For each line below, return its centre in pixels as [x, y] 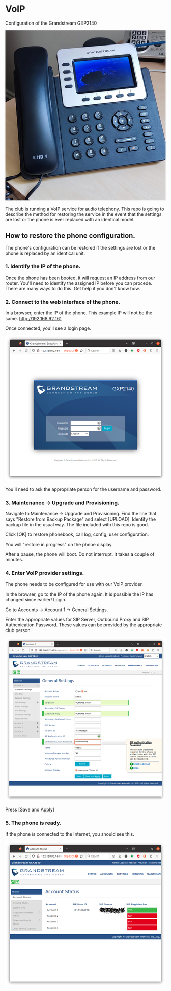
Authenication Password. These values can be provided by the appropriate [84, 625]
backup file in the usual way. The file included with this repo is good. [77, 525]
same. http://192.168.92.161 [34, 318]
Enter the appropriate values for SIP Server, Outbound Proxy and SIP [77, 619]
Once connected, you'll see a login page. [48, 328]
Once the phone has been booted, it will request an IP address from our [80, 278]
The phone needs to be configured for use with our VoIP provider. [74, 584]
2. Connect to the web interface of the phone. [63, 302]
